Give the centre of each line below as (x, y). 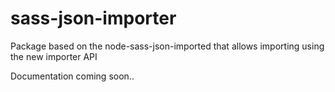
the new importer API (54, 56)
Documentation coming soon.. (72, 76)
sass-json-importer (93, 18)
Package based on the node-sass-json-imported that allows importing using (167, 46)
